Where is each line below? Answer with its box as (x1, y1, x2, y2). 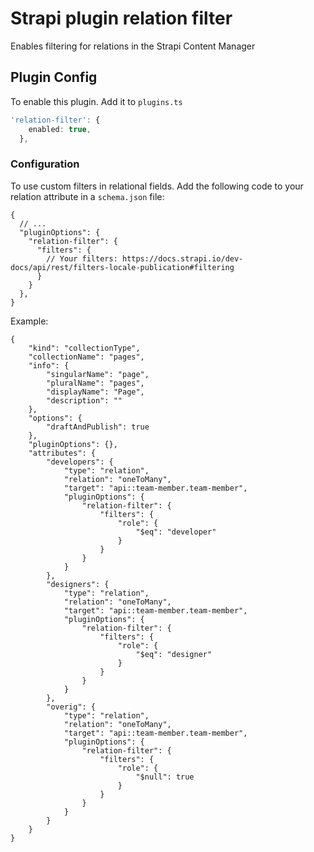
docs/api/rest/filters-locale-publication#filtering (10, 262, 235, 272)
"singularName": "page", (46, 369, 150, 379)
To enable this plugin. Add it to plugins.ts (10, 95, 183, 107)
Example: (10, 315, 49, 327)
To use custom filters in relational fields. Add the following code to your (10, 180, 304, 192)
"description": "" (46, 395, 123, 406)
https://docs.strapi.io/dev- (121, 253, 244, 264)
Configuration (10, 157, 80, 171)
